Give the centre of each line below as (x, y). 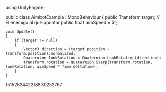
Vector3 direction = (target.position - (67, 49)
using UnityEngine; (25, 7)
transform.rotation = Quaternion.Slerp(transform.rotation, (88, 62)
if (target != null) (36, 40)
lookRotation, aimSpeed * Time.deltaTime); (52, 67)
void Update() (20, 32)
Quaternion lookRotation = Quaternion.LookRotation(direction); (93, 58)
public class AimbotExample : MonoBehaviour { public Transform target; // (83, 17)
